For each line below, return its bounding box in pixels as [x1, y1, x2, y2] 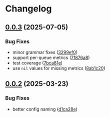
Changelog [5, 3, 52, 14]
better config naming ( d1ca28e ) [12, 106, 77, 112]
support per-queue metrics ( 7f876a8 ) [12, 54, 90, 60]
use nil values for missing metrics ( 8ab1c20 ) [12, 65, 105, 71]
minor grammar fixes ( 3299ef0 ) [12, 49, 77, 55]
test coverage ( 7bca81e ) [12, 59, 63, 65]
